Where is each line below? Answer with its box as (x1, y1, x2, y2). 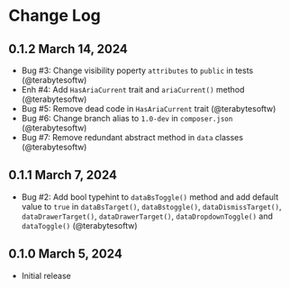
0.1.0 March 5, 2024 (8, 247, 122, 262)
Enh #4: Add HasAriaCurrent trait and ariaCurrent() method (21, 85, 245, 94)
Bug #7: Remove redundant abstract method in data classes (21, 132, 244, 142)
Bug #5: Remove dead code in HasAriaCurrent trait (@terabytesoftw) (21, 103, 276, 113)
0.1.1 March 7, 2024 (8, 167, 118, 183)
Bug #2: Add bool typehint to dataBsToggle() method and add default (21, 191, 279, 202)
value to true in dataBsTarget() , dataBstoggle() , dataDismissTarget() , (21, 201, 282, 211)
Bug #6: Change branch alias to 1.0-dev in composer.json (21, 113, 233, 123)
